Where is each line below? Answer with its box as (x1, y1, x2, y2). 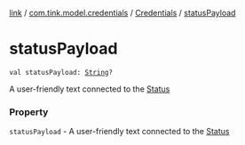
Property (9, 106, 49, 118)
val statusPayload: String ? (9, 68, 114, 77)
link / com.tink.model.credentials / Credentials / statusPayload (9, 8, 236, 18)
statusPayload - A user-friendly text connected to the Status (9, 126, 230, 137)
